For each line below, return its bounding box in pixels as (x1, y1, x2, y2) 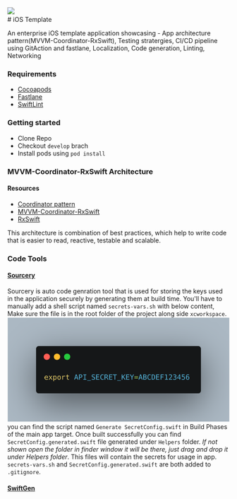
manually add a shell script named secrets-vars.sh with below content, (7, 302, 215, 310)
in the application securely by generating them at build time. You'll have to (7, 294, 222, 303)
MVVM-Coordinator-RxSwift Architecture (7, 166, 154, 176)
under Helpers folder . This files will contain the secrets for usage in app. (7, 452, 217, 462)
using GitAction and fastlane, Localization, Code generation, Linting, (7, 44, 205, 52)
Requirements (7, 69, 57, 78)
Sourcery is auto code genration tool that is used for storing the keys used (7, 286, 224, 295)
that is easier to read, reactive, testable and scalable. (7, 236, 161, 245)
